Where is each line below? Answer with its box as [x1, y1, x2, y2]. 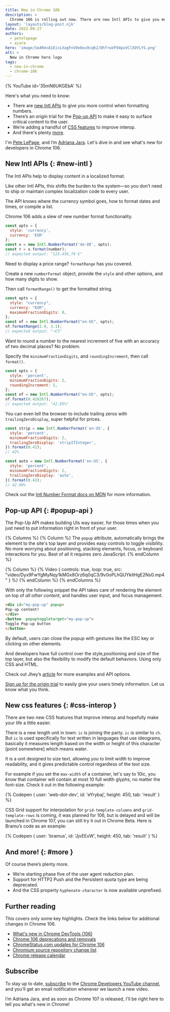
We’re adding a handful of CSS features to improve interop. [12, 124, 136, 130]
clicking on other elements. [5, 640, 62, 647]
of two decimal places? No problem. [5, 343, 81, 349]
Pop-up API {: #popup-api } [5, 506, 94, 515]
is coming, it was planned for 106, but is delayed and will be [36, 812, 160, 818]
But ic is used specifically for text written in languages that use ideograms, [5, 735, 162, 741]
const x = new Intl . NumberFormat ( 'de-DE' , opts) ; [5, 242, 112, 247]
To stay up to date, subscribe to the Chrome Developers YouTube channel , [5, 980, 160, 987]
